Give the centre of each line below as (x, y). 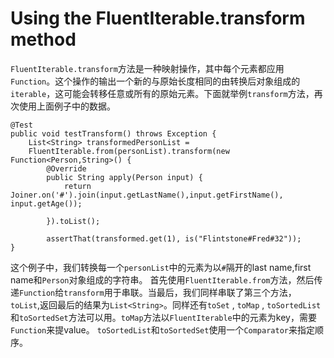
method (43, 39)
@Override (66, 168)
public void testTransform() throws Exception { (113, 133)
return (77, 186)
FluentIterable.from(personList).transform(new (129, 151)
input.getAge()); (46, 203)
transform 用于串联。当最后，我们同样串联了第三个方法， (180, 292)
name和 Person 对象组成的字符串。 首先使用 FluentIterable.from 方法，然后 (162, 279)
